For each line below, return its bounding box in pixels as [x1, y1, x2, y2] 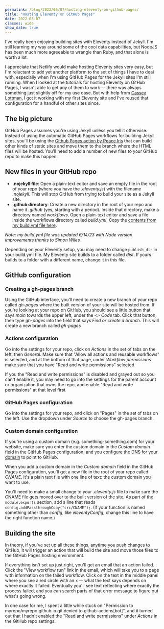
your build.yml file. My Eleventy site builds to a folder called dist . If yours [5, 252, 152, 257]
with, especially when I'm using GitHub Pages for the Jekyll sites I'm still [5, 74, 151, 80]
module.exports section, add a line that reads [5, 499, 95, 505]
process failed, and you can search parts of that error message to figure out [5, 588, 159, 594]
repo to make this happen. [5, 153, 58, 159]
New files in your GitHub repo [5, 167, 97, 176]
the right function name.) [5, 515, 55, 521]
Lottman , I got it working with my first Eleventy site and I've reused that [5, 95, 149, 101]
